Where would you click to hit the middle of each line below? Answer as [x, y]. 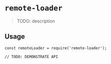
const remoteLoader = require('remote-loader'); [56, 48]
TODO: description [36, 21]
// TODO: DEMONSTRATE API [31, 57]
